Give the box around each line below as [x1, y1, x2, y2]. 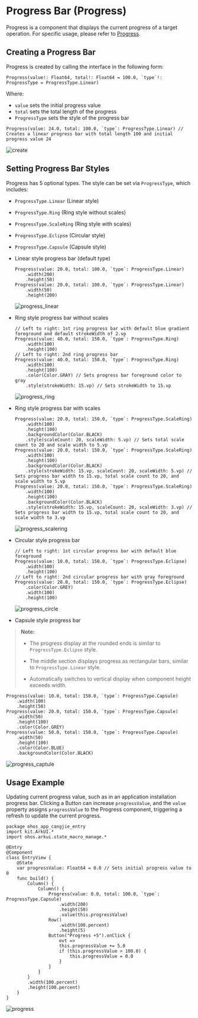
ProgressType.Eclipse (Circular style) [14, 231, 106, 238]
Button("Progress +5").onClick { [48, 933, 131, 939]
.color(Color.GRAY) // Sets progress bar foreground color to [25, 372, 182, 378]
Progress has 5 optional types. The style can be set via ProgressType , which [6, 179, 191, 186]
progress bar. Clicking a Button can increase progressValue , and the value [6, 800, 186, 807]
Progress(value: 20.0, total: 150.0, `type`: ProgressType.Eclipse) [14, 579, 187, 585]
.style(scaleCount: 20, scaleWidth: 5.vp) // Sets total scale [25, 437, 184, 443]
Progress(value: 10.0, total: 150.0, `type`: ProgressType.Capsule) [6, 693, 178, 699]
